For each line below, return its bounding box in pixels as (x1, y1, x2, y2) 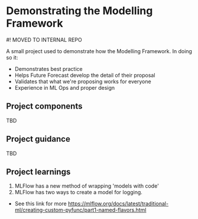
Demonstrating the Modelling (6, 4, 153, 18)
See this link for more (14, 200, 67, 207)
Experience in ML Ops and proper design (14, 84, 115, 91)
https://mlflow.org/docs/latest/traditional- (67, 200, 169, 207)
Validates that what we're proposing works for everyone (14, 78, 152, 85)
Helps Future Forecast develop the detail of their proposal (14, 71, 155, 79)
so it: (6, 54, 18, 61)
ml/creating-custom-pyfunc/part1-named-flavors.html (14, 207, 147, 214)
